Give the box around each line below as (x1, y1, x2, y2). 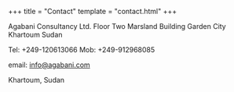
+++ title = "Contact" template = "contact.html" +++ (8, 7, 177, 16)
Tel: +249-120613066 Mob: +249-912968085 (8, 45, 155, 54)
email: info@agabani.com (8, 60, 90, 69)
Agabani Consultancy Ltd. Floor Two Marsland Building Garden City (8, 22, 226, 30)
